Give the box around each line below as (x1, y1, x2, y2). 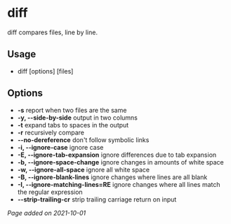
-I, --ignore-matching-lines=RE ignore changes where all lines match (17, 180, 220, 188)
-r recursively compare (17, 128, 84, 136)
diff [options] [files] (17, 66, 74, 75)
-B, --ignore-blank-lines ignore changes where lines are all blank (17, 173, 208, 181)
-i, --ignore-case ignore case (17, 143, 104, 151)
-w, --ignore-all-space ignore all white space (17, 165, 150, 174)
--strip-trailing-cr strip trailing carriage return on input (17, 195, 177, 204)
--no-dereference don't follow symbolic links (17, 135, 150, 144)
